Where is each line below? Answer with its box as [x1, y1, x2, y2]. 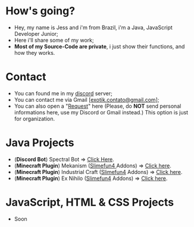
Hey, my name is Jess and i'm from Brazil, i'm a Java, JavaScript [14, 24, 173, 31]
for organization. [14, 115, 55, 122]
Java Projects [5, 136, 75, 150]
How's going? [5, 4, 76, 18]
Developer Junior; [14, 30, 59, 37]
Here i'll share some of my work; [14, 36, 94, 43]
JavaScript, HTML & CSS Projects [5, 195, 174, 209]
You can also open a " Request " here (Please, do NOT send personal [14, 102, 182, 110]
